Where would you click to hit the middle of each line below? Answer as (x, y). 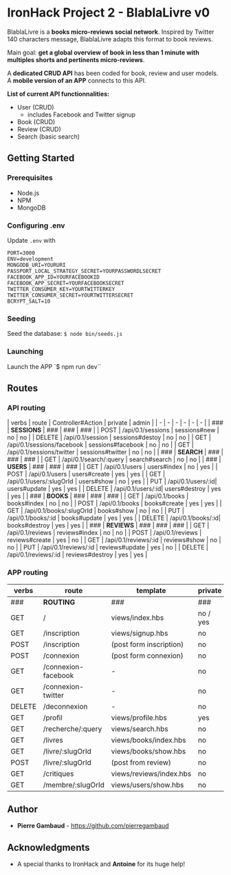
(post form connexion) (147, 655)
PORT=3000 (21, 253)
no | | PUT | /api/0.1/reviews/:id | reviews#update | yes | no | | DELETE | (108, 547)
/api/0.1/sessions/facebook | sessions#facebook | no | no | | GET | (101, 445)
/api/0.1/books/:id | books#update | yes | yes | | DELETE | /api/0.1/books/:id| (114, 518)
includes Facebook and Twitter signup (81, 114)
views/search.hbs (140, 729)
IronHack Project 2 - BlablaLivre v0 (109, 13)
